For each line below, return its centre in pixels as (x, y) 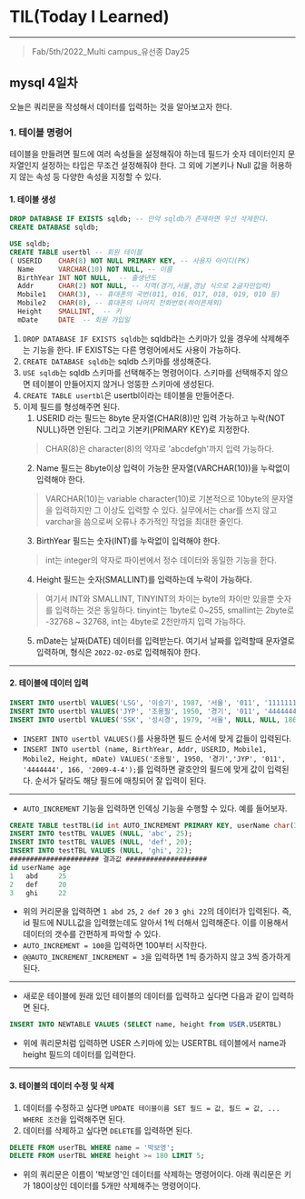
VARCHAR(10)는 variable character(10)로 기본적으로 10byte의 (157, 498)
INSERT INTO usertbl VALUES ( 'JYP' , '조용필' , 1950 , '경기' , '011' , (135, 711)
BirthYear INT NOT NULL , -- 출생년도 (87, 278)
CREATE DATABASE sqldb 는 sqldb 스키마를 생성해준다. (117, 361)
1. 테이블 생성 (33, 199)
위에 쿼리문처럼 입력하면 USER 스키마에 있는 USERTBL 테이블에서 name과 (154, 1044)
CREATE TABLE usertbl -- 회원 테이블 (76, 252)
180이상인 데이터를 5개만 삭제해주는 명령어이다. (117, 1186)
